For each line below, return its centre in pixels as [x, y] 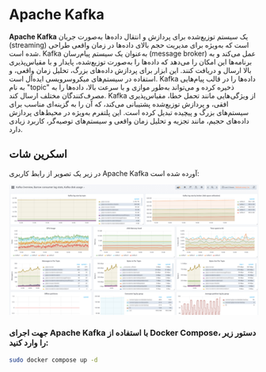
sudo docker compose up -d [53, 360]
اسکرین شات [38, 154]
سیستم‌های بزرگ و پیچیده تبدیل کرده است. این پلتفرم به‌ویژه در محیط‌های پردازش [129, 112]
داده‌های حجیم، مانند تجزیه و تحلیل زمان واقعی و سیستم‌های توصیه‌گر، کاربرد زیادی [129, 121]
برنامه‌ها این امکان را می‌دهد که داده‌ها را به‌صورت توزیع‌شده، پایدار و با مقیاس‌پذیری [131, 62]
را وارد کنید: [29, 343]
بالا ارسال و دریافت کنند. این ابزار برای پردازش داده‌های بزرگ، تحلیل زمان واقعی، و [130, 70]
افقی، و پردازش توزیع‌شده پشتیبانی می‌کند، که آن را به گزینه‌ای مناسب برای [119, 104]
